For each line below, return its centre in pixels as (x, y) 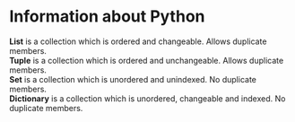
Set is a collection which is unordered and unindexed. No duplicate (133, 79)
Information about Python (107, 17)
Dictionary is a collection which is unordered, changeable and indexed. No (147, 98)
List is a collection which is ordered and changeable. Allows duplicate (138, 41)
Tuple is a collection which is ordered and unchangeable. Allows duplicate (147, 60)
